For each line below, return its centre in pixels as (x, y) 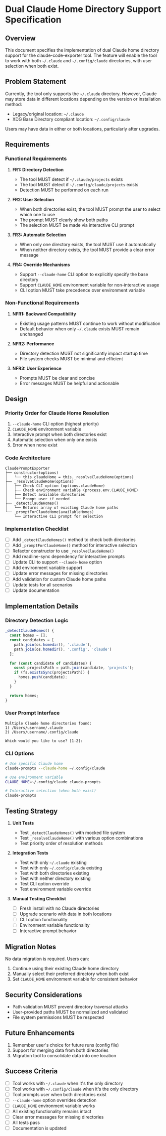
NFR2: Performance (33, 344)
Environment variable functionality (55, 925)
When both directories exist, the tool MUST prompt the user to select (90, 209)
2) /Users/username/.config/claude (42, 732)
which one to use (37, 214)
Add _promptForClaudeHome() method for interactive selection (75, 545)
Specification (33, 20)
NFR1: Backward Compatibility (44, 314)
